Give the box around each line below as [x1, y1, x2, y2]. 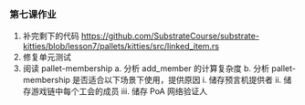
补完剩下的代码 [22, 30, 79, 42]
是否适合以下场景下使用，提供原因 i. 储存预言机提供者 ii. [72, 75, 282, 86]
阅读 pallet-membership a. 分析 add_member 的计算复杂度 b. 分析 [22, 63, 270, 74]
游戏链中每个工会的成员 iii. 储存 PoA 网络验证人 [30, 86, 208, 97]
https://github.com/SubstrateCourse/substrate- [80, 30, 260, 42]
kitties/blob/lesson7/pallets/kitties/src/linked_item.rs [22, 41, 220, 52]
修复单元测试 [22, 52, 71, 63]
